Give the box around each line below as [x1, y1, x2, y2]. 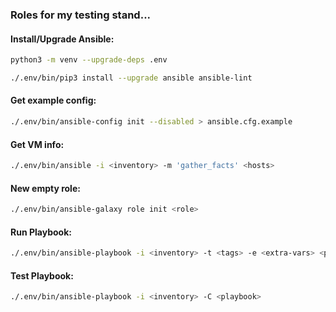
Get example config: [10, 94, 97, 107]
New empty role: [10, 182, 81, 194]
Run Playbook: [10, 226, 72, 238]
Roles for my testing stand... [10, 8, 152, 22]
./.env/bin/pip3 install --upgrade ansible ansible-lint [10, 73, 253, 83]
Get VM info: [10, 138, 65, 150]
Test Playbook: [10, 269, 74, 282]
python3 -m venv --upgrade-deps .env [10, 55, 168, 65]
